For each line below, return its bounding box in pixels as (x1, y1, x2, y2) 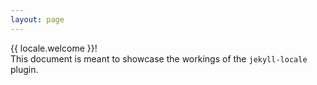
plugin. (10, 63, 39, 75)
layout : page (10, 14, 65, 25)
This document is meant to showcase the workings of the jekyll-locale (10, 52, 308, 65)
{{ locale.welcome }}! (10, 42, 98, 54)
